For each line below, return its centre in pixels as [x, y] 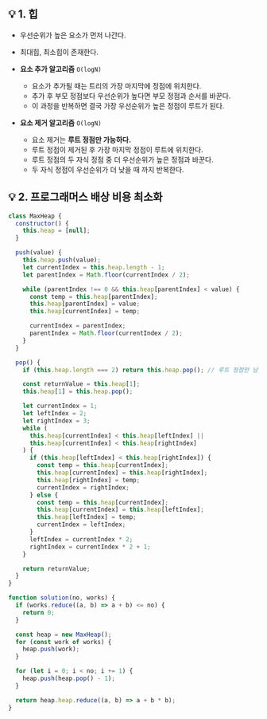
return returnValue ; [56, 568]
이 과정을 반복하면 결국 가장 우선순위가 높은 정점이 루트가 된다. [128, 105]
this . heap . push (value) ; [62, 260]
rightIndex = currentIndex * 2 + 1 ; [90, 547]
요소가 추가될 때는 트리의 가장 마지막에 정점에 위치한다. [116, 85]
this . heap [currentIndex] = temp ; [85, 312]
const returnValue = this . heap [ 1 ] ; [81, 384]
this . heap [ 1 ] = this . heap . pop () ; [78, 392]
